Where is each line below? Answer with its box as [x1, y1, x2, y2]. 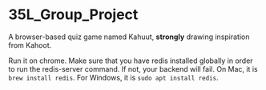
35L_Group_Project [8, 6, 139, 24]
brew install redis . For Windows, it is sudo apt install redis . [8, 72, 219, 82]
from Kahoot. [8, 40, 52, 49]
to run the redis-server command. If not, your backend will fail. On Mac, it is [8, 64, 258, 73]
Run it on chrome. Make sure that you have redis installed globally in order [8, 56, 254, 65]
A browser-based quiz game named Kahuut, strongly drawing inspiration [8, 32, 250, 41]
